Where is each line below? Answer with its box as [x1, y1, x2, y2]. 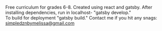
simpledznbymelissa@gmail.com [5, 20, 75, 26]
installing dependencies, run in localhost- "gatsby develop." [5, 9, 132, 15]
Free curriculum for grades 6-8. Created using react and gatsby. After [5, 4, 153, 10]
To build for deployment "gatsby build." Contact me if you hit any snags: [5, 15, 157, 20]
